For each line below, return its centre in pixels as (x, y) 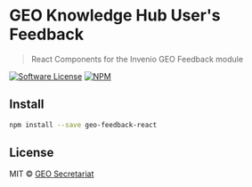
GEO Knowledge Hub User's (115, 16)
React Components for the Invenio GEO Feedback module (137, 59)
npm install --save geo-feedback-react (83, 125)
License (32, 153)
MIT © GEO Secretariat (52, 174)
